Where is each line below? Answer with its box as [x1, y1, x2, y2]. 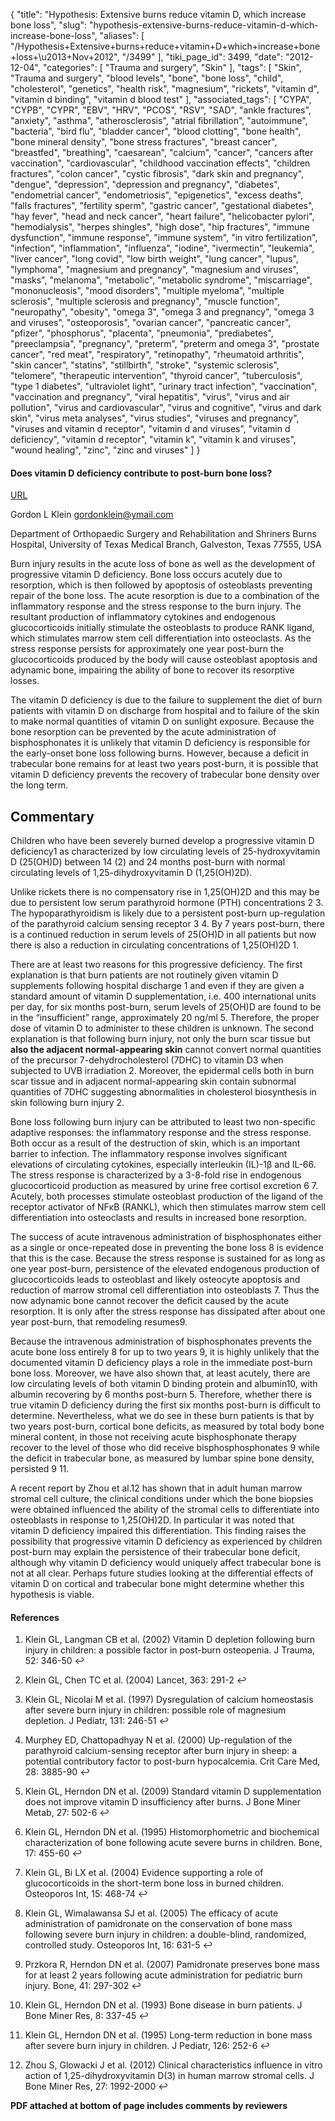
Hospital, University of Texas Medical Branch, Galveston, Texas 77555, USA [10, 539, 322, 551]
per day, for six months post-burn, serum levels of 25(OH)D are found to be [10, 1001, 322, 1013]
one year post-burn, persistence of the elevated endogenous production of [10, 1263, 320, 1275]
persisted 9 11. [10, 1463, 70, 1475]
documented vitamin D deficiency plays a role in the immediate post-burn [10, 1357, 313, 1369]
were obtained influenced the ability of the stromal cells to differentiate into [10, 1504, 320, 1516]
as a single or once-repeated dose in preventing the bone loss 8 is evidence [10, 1242, 324, 1254]
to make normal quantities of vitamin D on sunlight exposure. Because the [10, 715, 315, 728]
